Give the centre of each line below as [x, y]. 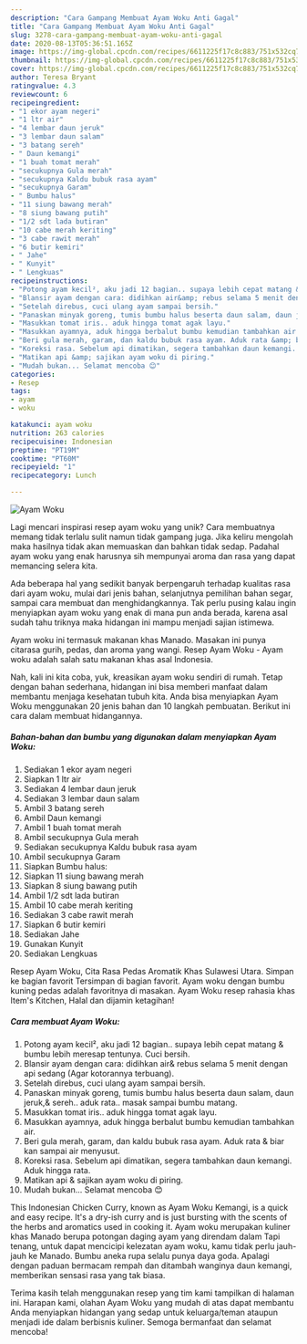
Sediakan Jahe [51, 934]
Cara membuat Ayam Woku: [65, 1021]
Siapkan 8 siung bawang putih [80, 885]
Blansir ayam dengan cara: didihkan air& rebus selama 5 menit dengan [155, 1063]
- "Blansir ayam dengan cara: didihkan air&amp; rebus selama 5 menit [147, 297]
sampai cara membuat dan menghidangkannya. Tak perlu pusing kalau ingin [153, 603]
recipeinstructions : [50, 281]
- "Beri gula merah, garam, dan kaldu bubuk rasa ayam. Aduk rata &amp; [151, 340]
